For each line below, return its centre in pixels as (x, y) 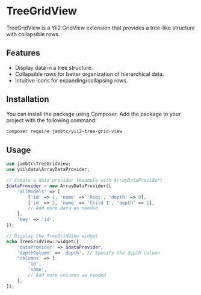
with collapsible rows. (33, 34)
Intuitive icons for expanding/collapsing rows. (71, 80)
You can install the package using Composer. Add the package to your (94, 114)
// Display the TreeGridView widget (52, 236)
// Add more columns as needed (67, 275)
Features (23, 53)
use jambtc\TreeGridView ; (39, 164)
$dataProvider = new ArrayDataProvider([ (59, 186)
